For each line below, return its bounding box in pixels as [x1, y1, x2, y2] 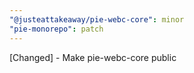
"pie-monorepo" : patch [9, 24, 104, 34]
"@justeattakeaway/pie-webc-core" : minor [9, 14, 185, 25]
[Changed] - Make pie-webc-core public [9, 51, 177, 63]
